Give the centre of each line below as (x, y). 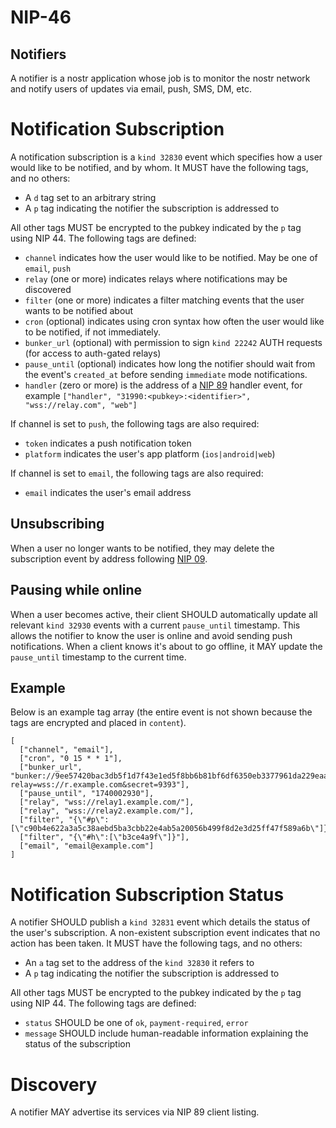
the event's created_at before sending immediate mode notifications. (166, 374)
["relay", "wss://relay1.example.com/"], (107, 802)
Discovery (54, 1084)
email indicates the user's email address (108, 492)
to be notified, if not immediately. (93, 332)
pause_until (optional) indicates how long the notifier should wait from (170, 363)
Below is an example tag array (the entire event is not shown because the (161, 712)
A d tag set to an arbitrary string (90, 197)
